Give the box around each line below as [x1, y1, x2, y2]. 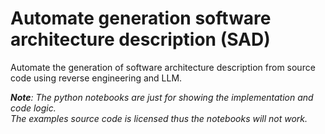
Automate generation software [10, 7, 272, 30]
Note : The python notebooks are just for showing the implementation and [10, 91, 314, 103]
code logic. [10, 102, 57, 114]
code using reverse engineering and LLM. [10, 72, 183, 84]
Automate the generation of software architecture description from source [10, 61, 316, 73]
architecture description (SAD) [10, 28, 271, 51]
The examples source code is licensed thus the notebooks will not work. [10, 112, 308, 124]
